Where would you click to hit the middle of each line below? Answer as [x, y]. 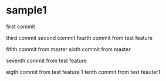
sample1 [26, 10]
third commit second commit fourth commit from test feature [79, 38]
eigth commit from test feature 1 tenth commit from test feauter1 [83, 72]
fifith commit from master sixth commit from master [68, 49]
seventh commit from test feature [46, 60]
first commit [21, 26]
